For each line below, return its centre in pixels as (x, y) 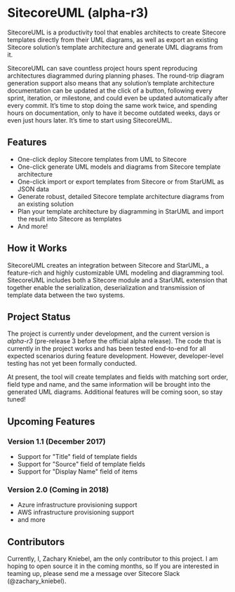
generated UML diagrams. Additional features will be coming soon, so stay (115, 392)
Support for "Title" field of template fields (77, 457)
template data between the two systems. (66, 295)
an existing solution (45, 204)
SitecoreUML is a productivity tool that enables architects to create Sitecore (117, 32)
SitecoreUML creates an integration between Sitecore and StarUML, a (108, 265)
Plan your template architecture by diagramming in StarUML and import (121, 211)
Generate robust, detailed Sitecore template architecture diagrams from (121, 196)
